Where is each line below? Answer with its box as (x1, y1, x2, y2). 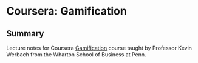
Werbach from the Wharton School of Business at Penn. (6, 51, 147, 58)
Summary (6, 28, 44, 39)
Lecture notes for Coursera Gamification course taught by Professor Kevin (6, 44, 193, 51)
